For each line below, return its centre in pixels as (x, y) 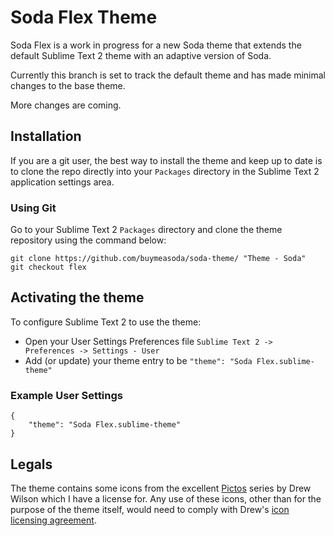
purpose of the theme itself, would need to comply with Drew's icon (150, 509)
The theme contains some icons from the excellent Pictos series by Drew (161, 488)
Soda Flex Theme (84, 17)
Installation (46, 136)
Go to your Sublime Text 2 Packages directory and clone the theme (146, 230)
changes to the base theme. (68, 85)
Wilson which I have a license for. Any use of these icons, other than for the (166, 498)
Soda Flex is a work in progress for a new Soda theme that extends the (156, 45)
